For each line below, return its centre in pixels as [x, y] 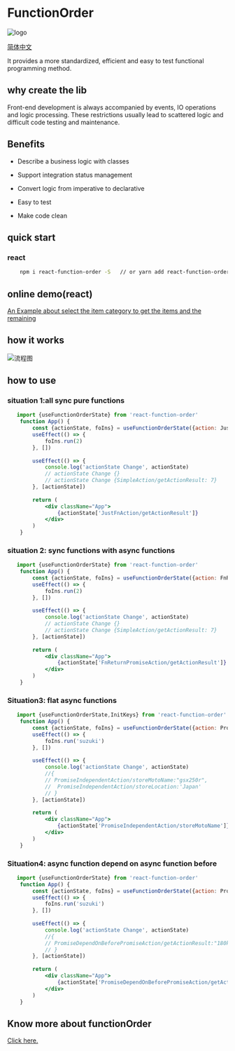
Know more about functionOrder [79, 1023]
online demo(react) [50, 294]
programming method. [40, 68]
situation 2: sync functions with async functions [91, 550]
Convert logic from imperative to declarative [81, 188]
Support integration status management [75, 175]
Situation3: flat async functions [62, 700]
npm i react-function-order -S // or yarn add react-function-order [125, 272]
